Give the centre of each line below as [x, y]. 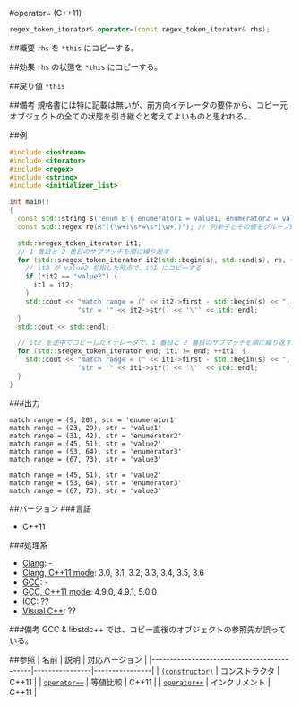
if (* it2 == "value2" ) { [72, 277]
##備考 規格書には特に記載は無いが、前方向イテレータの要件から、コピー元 [149, 105]
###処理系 [29, 545]
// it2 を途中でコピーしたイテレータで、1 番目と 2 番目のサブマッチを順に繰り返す [155, 343]
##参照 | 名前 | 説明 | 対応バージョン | [78, 659]
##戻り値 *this [37, 85]
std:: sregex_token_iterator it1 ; [80, 243]
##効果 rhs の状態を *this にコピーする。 [86, 66]
